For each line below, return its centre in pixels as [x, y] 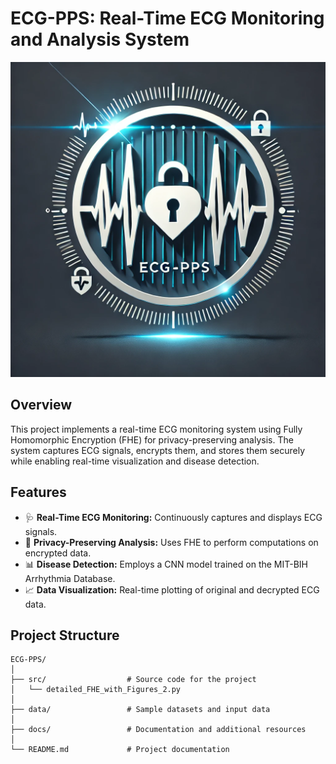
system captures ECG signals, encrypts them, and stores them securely [158, 450]
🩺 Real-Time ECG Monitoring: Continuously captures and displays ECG [173, 517]
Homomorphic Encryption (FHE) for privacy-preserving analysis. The [152, 439]
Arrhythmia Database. [70, 578]
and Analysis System [100, 39]
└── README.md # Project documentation [120, 750]
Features [38, 492]
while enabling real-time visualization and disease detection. [135, 461]
